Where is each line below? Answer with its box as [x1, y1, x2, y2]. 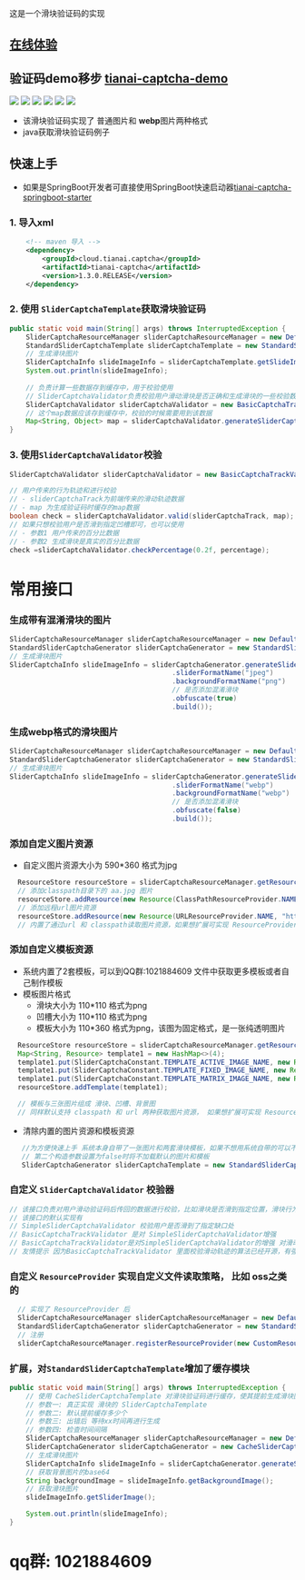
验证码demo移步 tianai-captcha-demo [9, 71, 229, 86]
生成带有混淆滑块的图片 [9, 613, 112, 626]
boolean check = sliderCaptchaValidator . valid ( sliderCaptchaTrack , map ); [9, 512, 295, 521]
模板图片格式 [22, 989, 71, 999]
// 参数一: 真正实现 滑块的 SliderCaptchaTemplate [25, 1400, 207, 1409]
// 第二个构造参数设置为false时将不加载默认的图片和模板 [21, 1152, 211, 1161]
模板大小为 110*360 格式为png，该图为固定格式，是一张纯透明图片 [35, 1022, 286, 1033]
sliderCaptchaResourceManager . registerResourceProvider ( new [17, 1338, 250, 1347]
